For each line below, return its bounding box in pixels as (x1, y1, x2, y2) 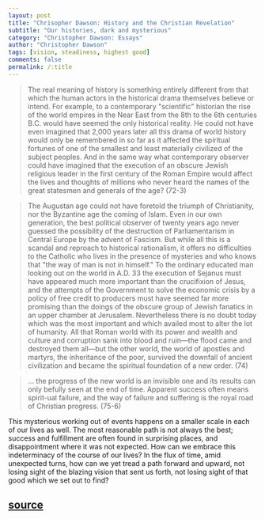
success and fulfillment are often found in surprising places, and (8, 433, 218, 443)
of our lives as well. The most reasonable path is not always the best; (8, 425, 233, 434)
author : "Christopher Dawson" (8, 41, 108, 49)
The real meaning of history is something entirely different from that (27, 85, 249, 94)
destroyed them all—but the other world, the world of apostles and (27, 343, 245, 353)
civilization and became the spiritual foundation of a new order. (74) (27, 361, 248, 370)
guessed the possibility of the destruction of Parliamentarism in (27, 226, 235, 236)
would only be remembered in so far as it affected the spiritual (27, 135, 231, 145)
